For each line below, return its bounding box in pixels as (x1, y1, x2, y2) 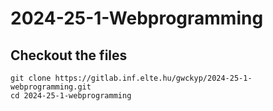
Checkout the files (10, 47, 128, 64)
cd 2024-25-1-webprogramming (10, 91, 132, 101)
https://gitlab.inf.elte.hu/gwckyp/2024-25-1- (54, 73, 253, 83)
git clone (10, 73, 52, 83)
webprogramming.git (10, 82, 92, 92)
